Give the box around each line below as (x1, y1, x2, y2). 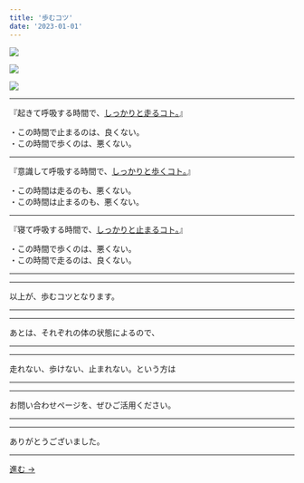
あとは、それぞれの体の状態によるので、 (9, 327, 160, 338)
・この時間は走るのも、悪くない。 (9, 185, 137, 196)
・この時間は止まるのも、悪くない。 (9, 196, 145, 207)
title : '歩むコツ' (9, 13, 74, 23)
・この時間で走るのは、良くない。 (9, 255, 137, 266)
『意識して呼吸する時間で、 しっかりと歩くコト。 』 (9, 165, 195, 177)
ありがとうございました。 (9, 436, 105, 447)
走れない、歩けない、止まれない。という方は (9, 363, 176, 374)
